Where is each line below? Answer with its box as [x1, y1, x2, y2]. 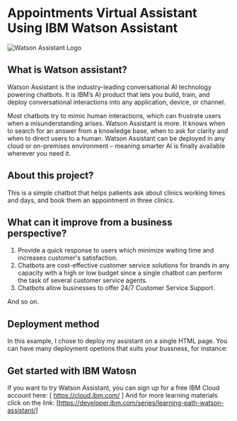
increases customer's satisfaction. [17, 253, 118, 263]
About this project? [7, 170, 94, 182]
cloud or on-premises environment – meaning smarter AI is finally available [7, 142, 226, 150]
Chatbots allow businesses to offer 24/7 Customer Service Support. [17, 284, 216, 292]
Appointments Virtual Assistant [7, 5, 197, 21]
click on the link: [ [7, 398, 59, 407]
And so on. [7, 297, 39, 306]
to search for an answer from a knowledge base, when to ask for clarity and [7, 126, 229, 135]
